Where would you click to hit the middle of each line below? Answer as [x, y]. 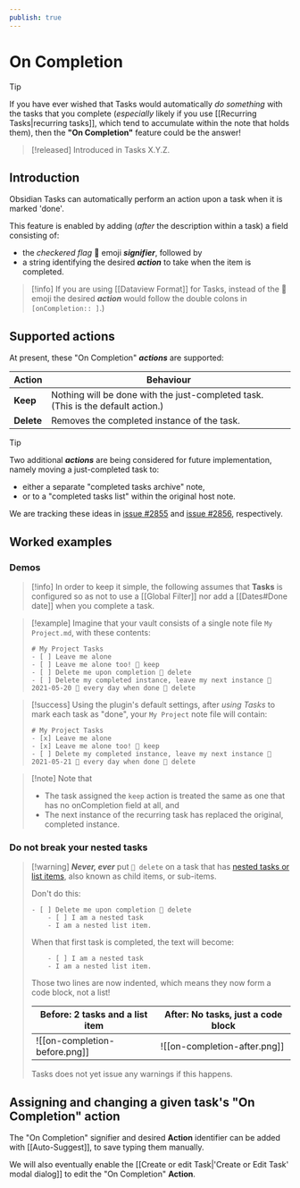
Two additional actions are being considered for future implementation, [141, 460]
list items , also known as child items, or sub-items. [124, 876]
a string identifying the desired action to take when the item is [137, 262]
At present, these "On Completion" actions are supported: [117, 358]
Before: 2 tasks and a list [94, 1015]
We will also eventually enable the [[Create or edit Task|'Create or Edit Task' [149, 1164]
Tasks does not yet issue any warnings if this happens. [132, 1074]
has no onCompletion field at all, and [112, 805]
